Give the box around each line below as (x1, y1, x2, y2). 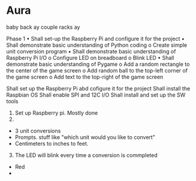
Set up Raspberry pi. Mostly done (14, 109, 98, 116)
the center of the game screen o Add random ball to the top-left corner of (6, 67, 188, 74)
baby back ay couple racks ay (6, 23, 80, 31)
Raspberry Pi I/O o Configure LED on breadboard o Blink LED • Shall (6, 54, 174, 61)
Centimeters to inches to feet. (14, 140, 89, 147)
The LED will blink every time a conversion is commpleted (14, 151, 158, 159)
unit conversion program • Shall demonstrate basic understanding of (6, 47, 176, 55)
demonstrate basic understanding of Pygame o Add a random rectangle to (6, 61, 190, 68)
